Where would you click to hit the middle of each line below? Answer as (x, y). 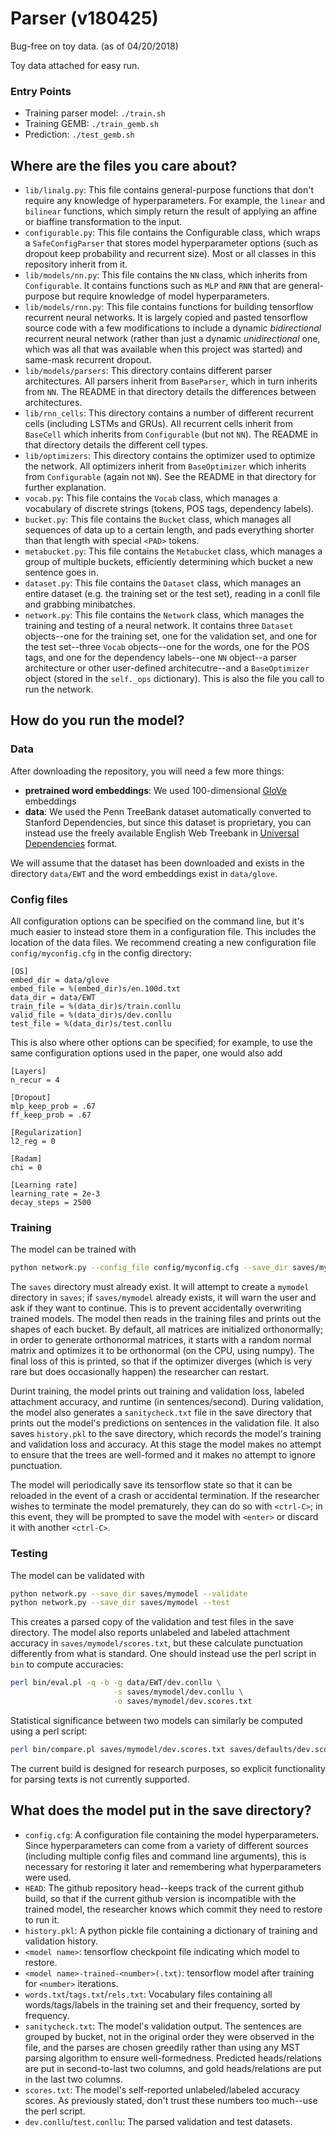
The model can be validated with (77, 1575)
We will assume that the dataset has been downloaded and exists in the (157, 863)
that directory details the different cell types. (116, 445)
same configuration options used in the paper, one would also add (146, 1053)
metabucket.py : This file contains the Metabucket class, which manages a (173, 551)
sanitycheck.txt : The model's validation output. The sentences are (163, 2026)
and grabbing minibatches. (80, 604)
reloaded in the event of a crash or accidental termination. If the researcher (165, 1496)
